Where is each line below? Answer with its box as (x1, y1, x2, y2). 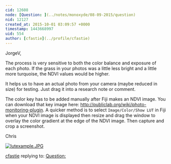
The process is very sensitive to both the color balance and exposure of (5, 60, 157, 66)
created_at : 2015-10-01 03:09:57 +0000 (5, 21, 90, 27)
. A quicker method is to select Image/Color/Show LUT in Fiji (42, 107, 166, 113)
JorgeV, (5, 50, 21, 56)
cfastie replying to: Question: (5, 153, 66, 159)
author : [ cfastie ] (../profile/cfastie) (5, 36, 90, 41)
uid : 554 (5, 31, 24, 36)
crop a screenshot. (5, 123, 45, 129)
